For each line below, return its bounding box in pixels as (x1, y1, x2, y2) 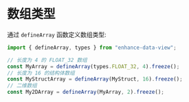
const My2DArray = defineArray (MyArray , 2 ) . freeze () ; (7, 89, 165, 96)
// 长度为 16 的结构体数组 (7, 70, 76, 76)
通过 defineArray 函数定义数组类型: (7, 30, 107, 39)
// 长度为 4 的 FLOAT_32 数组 (7, 57, 87, 63)
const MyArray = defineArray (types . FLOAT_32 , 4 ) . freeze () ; (7, 63, 180, 70)
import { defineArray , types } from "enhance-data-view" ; (7, 44, 177, 51)
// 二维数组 (7, 82, 38, 90)
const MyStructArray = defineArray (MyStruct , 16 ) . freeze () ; (7, 76, 184, 83)
